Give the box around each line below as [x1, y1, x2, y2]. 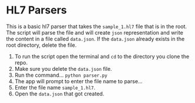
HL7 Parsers [6, 4, 67, 17]
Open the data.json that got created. [14, 90, 104, 97]
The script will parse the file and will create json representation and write [6, 29, 184, 36]
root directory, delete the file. [6, 42, 77, 49]
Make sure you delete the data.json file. [14, 65, 113, 72]
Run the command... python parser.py [14, 71, 108, 78]
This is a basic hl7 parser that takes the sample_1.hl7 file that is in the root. [6, 23, 187, 30]
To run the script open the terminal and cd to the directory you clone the [14, 53, 190, 60]
